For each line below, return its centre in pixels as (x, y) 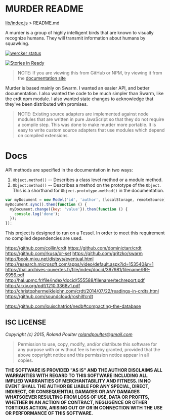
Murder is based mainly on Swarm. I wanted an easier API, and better (77, 88)
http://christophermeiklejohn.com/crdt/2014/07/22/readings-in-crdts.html (82, 291)
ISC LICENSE (26, 322)
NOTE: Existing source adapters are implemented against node (83, 114)
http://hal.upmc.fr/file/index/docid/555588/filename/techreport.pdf (75, 280)
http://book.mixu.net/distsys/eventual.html (49, 259)
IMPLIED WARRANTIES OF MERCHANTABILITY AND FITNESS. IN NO (78, 381)
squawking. (17, 43)
